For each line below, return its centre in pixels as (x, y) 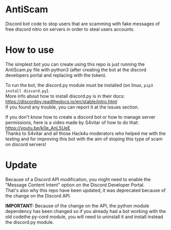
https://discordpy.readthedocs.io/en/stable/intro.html (61, 101)
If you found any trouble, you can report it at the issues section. (72, 107)
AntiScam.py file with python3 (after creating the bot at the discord (76, 69)
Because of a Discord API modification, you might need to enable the (78, 179)
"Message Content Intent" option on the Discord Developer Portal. (75, 185)
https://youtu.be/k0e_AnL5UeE (38, 128)
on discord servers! (26, 144)
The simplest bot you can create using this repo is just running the (75, 64)
